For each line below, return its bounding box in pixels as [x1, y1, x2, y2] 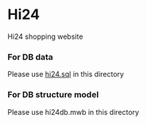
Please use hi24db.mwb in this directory [7, 107, 140, 116]
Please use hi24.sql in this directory [7, 70, 125, 79]
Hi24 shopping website [7, 32, 83, 41]
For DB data [7, 51, 53, 62]
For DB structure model [7, 89, 99, 100]
